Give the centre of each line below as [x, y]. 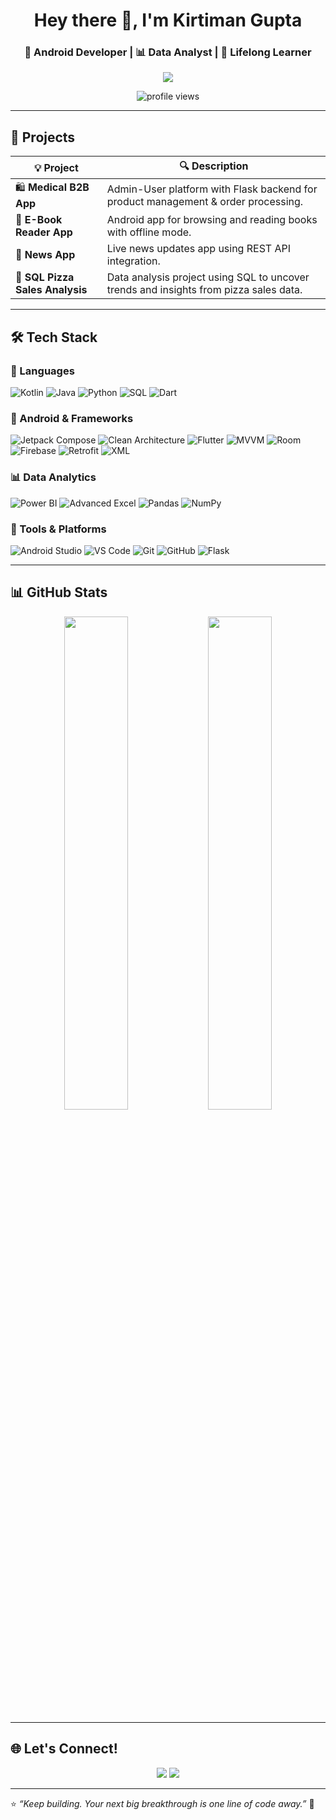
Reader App [44, 232]
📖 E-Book [39, 220]
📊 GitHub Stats [59, 592]
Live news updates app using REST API [199, 249]
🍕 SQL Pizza [45, 277]
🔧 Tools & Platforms [58, 529]
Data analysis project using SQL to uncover [208, 277]
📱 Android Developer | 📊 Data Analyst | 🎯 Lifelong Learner [168, 52]
